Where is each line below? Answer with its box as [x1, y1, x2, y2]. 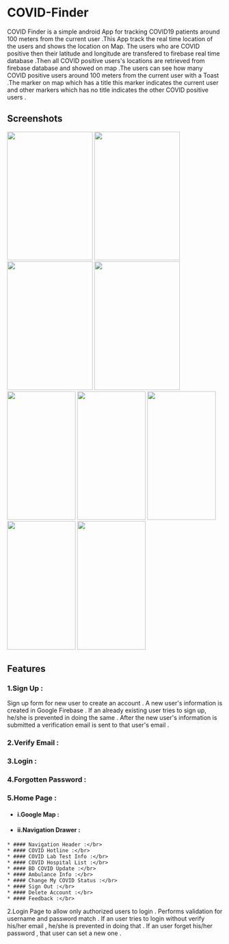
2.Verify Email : [7, 738, 59, 748]
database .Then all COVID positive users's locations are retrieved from [7, 56, 205, 64]
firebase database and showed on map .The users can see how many [7, 64, 203, 72]
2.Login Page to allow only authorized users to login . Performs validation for [7, 907, 223, 915]
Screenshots [7, 113, 63, 125]
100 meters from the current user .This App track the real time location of [7, 34, 213, 43]
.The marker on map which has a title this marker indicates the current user [7, 78, 219, 86]
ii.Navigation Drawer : [16, 826, 81, 834]
